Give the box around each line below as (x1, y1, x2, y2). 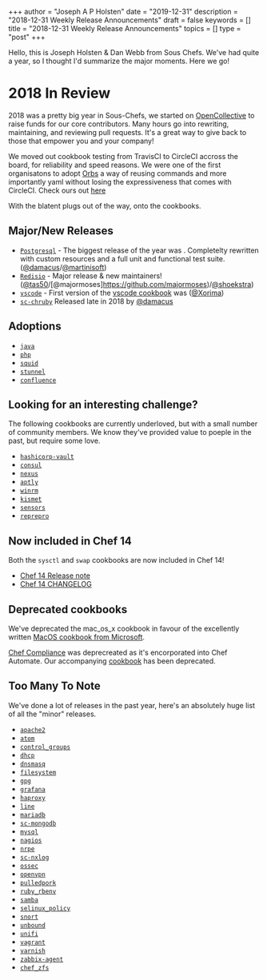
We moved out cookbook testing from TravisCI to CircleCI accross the (8, 151, 238, 161)
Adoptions (8, 320, 62, 333)
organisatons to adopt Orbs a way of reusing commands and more (8, 168, 227, 178)
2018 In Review (8, 84, 111, 102)
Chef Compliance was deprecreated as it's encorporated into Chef (8, 647, 228, 657)
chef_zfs (19, 963, 50, 972)
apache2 (19, 726, 46, 734)
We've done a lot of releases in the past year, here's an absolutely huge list (8, 700, 256, 710)
